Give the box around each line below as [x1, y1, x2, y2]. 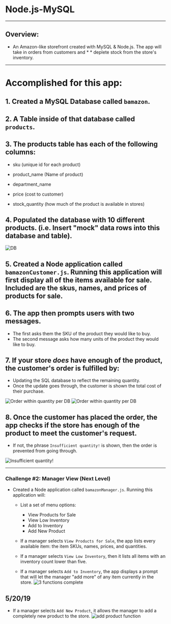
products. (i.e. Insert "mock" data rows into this [5, 223, 160, 232]
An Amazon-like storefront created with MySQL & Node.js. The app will [12, 43, 162, 49]
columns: [5, 148, 36, 156]
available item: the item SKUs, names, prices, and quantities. [20, 544, 148, 550]
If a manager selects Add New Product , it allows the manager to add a [12, 608, 157, 614]
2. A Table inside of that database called [5, 115, 135, 123]
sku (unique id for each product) [12, 161, 81, 168]
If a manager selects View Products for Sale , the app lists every [20, 538, 156, 544]
